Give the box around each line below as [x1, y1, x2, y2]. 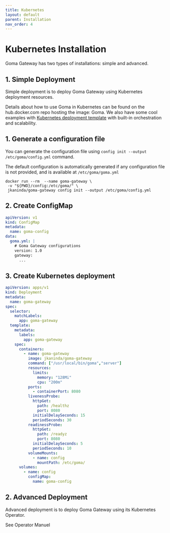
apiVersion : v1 [5, 215, 38, 220]
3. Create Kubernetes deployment [5, 272, 116, 280]
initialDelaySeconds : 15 [32, 412, 86, 418]
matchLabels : [14, 313, 42, 318]
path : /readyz [37, 432, 67, 437]
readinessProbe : [27, 422, 63, 427]
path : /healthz [37, 403, 70, 408]
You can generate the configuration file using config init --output [5, 148, 147, 154]
